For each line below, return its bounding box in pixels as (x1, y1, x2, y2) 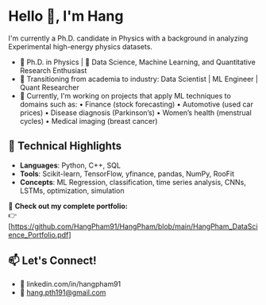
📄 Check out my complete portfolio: (8, 201, 129, 210)
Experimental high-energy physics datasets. (8, 41, 153, 51)
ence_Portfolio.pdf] (8, 230, 71, 239)
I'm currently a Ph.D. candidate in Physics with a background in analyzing (8, 33, 249, 43)
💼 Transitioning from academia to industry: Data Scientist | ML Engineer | (19, 74, 258, 83)
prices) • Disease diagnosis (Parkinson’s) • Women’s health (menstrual (19, 107, 252, 118)
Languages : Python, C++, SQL (19, 160, 121, 170)
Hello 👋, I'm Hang (8, 7, 124, 25)
